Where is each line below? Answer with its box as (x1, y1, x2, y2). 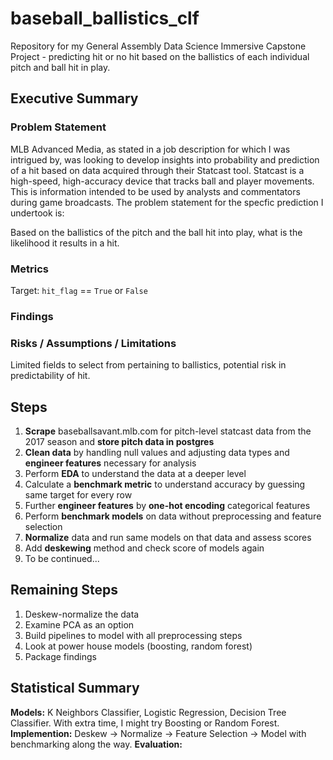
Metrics (10, 262, 49, 276)
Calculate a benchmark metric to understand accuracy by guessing (24, 478, 306, 490)
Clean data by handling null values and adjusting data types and (24, 446, 290, 458)
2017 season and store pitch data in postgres (24, 435, 215, 447)
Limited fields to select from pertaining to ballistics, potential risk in (10, 359, 287, 371)
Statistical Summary (10, 680, 140, 697)
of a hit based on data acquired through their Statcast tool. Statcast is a (10, 164, 305, 176)
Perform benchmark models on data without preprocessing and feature (24, 510, 322, 522)
